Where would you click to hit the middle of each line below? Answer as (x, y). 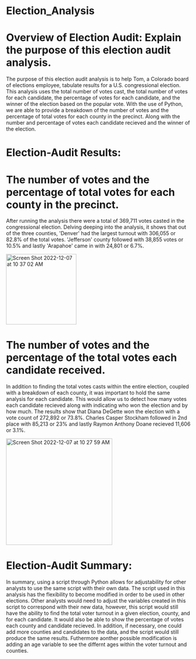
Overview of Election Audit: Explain (94, 38)
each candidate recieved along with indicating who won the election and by (97, 405)
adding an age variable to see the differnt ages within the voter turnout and (97, 644)
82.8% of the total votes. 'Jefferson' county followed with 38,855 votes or (95, 240)
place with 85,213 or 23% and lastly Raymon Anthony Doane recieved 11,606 (98, 424)
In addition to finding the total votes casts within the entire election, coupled (97, 387)
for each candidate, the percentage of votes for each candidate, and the (93, 98)
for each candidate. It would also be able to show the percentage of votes (95, 620)
